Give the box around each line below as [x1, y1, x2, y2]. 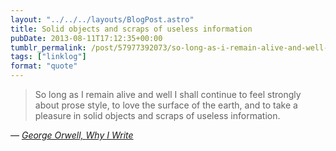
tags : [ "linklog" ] [10, 52, 87, 62]
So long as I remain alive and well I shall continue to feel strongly [34, 89, 302, 100]
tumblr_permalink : [10, 42, 87, 53]
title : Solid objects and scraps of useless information [10, 24, 253, 34]
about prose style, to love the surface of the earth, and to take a [34, 99, 298, 111]
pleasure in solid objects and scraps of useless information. [34, 110, 281, 121]
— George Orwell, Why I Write [10, 129, 134, 141]
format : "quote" [10, 61, 78, 71]
